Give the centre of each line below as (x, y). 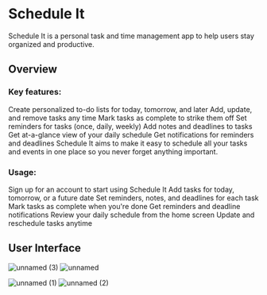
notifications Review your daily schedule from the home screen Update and (132, 215)
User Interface (45, 248)
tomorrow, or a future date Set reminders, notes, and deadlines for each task (133, 198)
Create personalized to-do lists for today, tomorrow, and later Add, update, (130, 109)
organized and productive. (51, 44)
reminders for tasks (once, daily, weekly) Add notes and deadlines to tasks (130, 126)
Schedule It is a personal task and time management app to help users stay (131, 36)
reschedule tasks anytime (50, 223)
